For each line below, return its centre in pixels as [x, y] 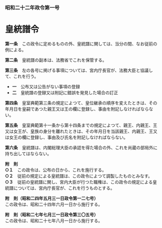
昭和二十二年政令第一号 [32, 7]
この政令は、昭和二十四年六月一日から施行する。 [54, 204]
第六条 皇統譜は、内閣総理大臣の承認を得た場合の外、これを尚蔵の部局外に [81, 147]
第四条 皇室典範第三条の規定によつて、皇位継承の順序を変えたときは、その [81, 103]
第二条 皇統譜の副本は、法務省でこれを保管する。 [56, 60]
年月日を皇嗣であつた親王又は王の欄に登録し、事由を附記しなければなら [77, 109]
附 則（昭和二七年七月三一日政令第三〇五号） [52, 214]
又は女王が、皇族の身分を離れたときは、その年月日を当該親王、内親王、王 [79, 131]
